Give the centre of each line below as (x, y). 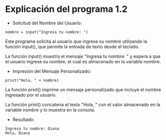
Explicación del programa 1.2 (66, 9)
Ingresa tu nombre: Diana (32, 129)
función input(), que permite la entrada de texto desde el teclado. (72, 46)
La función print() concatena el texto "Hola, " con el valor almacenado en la (83, 104)
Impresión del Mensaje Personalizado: (52, 71)
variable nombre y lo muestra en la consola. (50, 110)
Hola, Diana (17, 133)
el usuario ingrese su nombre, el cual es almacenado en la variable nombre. (83, 61)
